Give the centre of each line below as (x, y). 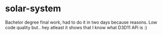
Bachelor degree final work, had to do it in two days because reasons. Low (81, 22)
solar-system (33, 9)
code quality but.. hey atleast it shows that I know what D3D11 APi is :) (76, 27)
